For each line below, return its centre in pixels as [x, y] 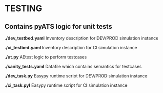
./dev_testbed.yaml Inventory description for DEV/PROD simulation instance [81, 38]
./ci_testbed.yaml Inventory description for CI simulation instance [71, 47]
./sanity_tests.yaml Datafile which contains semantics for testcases [73, 66]
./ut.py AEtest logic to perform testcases [46, 57]
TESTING [23, 9]
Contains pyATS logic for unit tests [59, 27]
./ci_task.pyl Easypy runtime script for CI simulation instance [66, 85]
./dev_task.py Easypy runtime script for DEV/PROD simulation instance [76, 76]
